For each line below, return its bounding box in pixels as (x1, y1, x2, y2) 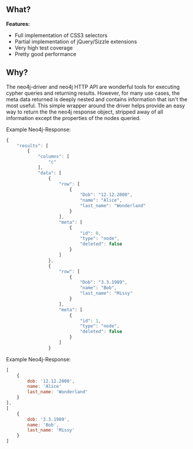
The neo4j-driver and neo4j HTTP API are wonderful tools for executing (6, 83, 180, 90)
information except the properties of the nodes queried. (6, 114, 141, 121)
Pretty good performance (14, 50, 76, 58)
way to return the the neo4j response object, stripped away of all (6, 108, 164, 115)
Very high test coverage (14, 44, 73, 51)
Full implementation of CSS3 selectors (14, 32, 108, 39)
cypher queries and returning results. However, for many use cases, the (6, 89, 180, 97)
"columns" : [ (37, 154, 69, 159)
